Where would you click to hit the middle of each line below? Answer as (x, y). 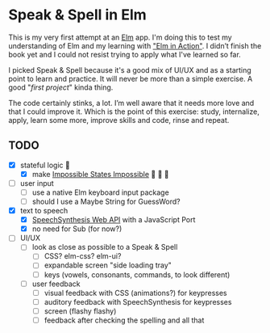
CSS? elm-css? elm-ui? (83, 256)
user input (37, 183)
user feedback (56, 284)
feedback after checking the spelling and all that (124, 320)
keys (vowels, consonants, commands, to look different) (137, 274)
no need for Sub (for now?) (77, 229)
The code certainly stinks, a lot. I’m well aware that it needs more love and (131, 103)
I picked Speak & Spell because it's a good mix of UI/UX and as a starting (130, 70)
